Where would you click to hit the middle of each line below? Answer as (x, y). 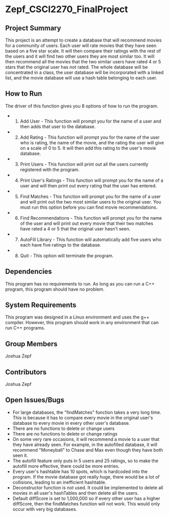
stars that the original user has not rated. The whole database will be (76, 67)
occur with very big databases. (45, 509)
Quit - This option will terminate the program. (67, 255)
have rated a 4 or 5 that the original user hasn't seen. (75, 228)
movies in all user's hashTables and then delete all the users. (75, 493)
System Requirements (41, 305)
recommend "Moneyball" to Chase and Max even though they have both (88, 450)
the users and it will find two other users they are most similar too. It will (80, 56)
